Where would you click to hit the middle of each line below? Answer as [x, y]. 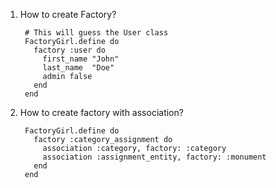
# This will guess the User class [96, 33]
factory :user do [69, 50]
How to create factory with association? [101, 112]
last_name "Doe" [78, 68]
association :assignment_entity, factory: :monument [154, 157]
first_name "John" [81, 59]
